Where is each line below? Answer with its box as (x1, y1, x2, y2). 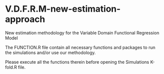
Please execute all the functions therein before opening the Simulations (5, 59, 149, 65)
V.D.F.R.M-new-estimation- (5, 3, 121, 15)
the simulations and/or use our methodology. (5, 50, 96, 55)
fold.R (5, 64, 17, 70)
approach (5, 14, 45, 25)
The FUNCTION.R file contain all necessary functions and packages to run (5, 44, 156, 50)
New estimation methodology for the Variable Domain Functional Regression (5, 30, 160, 36)
